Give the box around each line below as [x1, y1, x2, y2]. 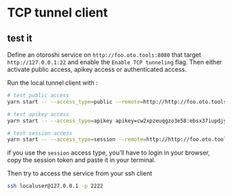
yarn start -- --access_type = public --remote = [7, 98, 144, 105]
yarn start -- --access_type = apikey [7, 117, 113, 124]
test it [7, 32, 32, 44]
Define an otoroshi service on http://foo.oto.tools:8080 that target [7, 50, 202, 59]
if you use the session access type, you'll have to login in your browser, [7, 148, 211, 157]
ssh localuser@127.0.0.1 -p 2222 [7, 183, 104, 190]
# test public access [7, 92, 70, 99]
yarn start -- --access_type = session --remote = [7, 136, 147, 143]
